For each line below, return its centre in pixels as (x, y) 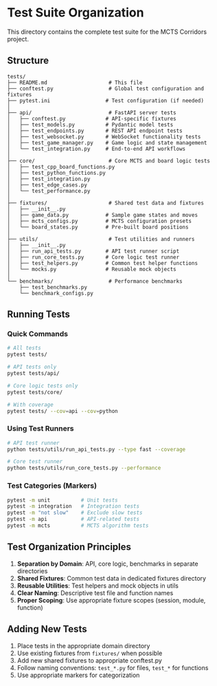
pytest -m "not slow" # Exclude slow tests (75, 513)
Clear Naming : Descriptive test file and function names (95, 592)
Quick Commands (38, 334)
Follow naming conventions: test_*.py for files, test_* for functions (113, 667)
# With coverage (30, 405)
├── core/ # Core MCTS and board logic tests (109, 161)
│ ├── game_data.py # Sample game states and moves (102, 215)
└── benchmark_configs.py (57, 293)
